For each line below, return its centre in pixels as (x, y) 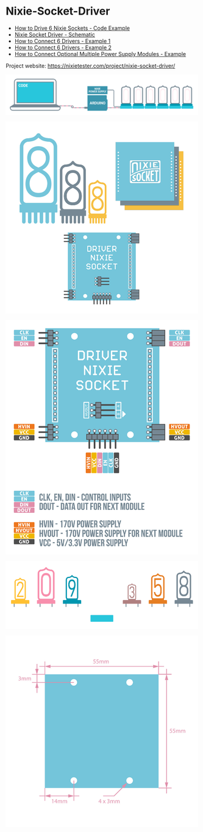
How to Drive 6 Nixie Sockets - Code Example (72, 28)
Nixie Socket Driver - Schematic (55, 34)
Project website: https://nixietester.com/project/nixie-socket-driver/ (91, 66)
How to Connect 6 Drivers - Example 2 (63, 48)
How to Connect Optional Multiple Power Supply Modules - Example (100, 54)
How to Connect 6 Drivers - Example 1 (62, 41)
